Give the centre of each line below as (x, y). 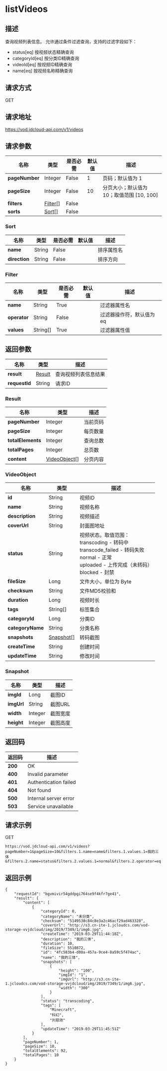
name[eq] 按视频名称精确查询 (42, 71)
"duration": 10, (57, 944)
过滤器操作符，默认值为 (127, 315)
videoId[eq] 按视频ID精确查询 (42, 65)
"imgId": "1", (73, 975)
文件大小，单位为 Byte (105, 582)
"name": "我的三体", (60, 958)
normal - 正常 (95, 557)
